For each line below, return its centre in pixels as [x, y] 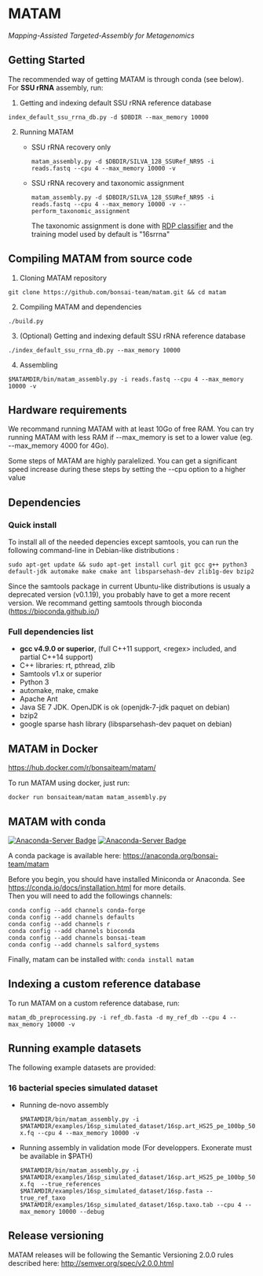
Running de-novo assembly [64, 1105]
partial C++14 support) [56, 657]
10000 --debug [81, 1211]
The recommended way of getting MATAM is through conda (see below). [126, 79]
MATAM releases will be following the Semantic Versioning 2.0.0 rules [121, 1255]
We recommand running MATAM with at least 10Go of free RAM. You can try [131, 429]
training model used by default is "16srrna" [100, 234]
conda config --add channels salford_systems [84, 945]
